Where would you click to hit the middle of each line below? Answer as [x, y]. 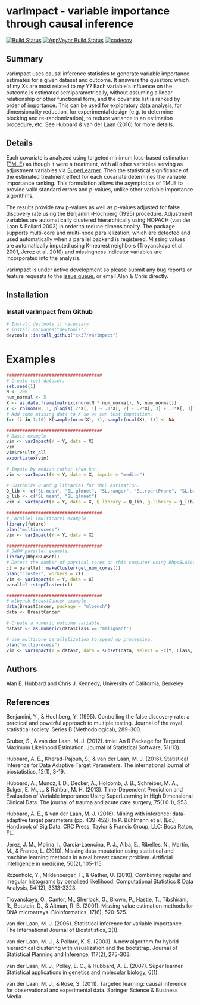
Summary [25, 59]
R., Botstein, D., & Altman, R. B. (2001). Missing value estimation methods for [100, 906]
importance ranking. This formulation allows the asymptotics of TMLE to [95, 183]
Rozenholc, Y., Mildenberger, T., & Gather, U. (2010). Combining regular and [99, 875]
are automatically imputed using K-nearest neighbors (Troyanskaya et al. [95, 245]
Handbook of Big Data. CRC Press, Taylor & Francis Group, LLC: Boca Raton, [100, 827]
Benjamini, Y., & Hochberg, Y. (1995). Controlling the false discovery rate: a [98, 717]
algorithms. [20, 195]
